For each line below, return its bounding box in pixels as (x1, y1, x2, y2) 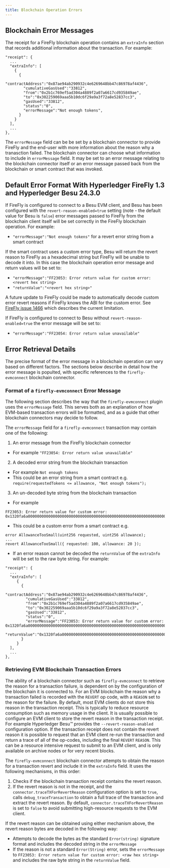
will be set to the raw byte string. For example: (12, 556, 109, 562)
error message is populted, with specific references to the (5, 369, 126, 375)
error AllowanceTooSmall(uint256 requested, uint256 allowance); (5, 533, 146, 538)
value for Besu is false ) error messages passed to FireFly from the (5, 213, 144, 219)
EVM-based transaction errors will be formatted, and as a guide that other (5, 409, 159, 416)
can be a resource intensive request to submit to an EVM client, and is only (5, 742, 161, 748)
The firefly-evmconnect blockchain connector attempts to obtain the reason (5, 757, 164, 764)
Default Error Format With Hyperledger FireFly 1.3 (5, 180, 165, 189)
